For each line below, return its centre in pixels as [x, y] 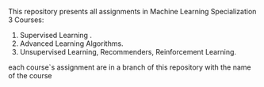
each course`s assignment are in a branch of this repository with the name [130, 67]
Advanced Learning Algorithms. [72, 43]
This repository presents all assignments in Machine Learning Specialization [132, 11]
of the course [30, 76]
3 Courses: [26, 20]
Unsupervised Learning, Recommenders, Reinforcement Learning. [128, 52]
